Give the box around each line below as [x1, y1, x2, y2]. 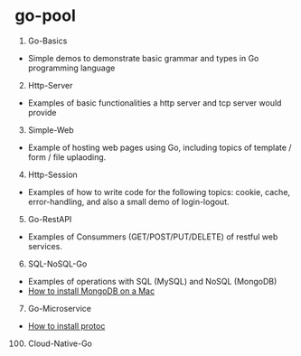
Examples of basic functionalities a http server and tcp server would [27, 97, 282, 108]
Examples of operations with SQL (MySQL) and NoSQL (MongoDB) [27, 276, 277, 286]
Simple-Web [27, 124, 75, 136]
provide [27, 107, 57, 117]
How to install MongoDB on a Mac [27, 286, 155, 296]
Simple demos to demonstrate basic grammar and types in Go [27, 52, 259, 63]
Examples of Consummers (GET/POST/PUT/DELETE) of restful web [27, 231, 278, 242]
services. [27, 240, 62, 251]
